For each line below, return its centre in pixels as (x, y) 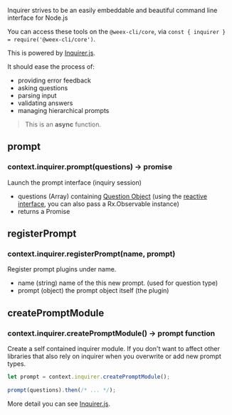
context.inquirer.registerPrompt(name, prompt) (91, 254)
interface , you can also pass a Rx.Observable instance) (99, 204)
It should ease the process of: (51, 66)
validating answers (45, 103)
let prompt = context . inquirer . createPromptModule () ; (89, 377)
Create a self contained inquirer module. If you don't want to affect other (114, 349)
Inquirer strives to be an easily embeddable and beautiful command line (112, 10)
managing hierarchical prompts (63, 111)
